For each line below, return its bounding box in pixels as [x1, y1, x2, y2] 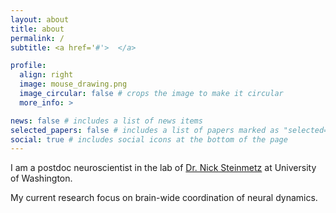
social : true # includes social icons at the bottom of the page [10, 134, 288, 145]
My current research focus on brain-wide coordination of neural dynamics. [10, 192, 318, 204]
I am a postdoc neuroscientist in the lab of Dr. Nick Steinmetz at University [10, 162, 317, 174]
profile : [10, 61, 47, 71]
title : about [10, 24, 65, 34]
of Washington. [10, 172, 73, 185]
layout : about [10, 14, 70, 25]
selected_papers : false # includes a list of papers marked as [10, 125, 280, 135]
